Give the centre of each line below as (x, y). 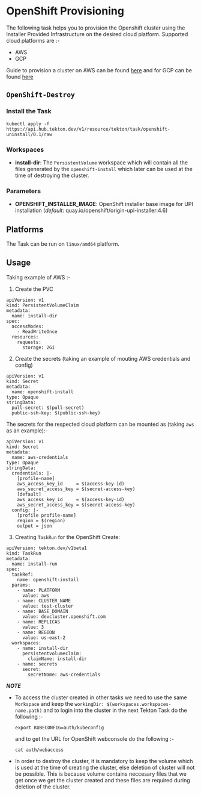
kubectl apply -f (28, 124)
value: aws (36, 595)
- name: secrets (37, 664)
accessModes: (28, 326)
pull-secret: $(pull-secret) (48, 408)
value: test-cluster (48, 606)
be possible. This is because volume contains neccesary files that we (101, 774)
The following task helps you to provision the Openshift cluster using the (96, 28)
